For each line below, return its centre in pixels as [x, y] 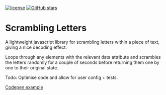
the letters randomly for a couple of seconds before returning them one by [82, 62]
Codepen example [24, 87]
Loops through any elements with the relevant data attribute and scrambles [83, 57]
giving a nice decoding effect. [36, 47]
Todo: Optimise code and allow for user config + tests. [62, 77]
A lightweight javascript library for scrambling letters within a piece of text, [82, 42]
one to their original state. [32, 67]
